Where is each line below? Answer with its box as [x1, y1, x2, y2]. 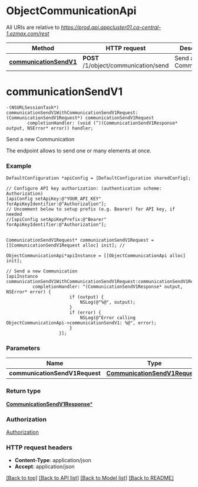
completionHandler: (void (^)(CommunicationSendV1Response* [27, 120, 178, 126]
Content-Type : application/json [14, 457, 91, 464]
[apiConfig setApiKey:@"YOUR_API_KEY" [6, 196, 101, 202]
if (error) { [69, 310, 101, 316]
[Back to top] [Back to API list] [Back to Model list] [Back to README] [6, 475, 174, 482]
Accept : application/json [14, 463, 75, 470]
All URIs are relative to [6, 24, 60, 31]
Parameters [6, 344, 40, 352]
